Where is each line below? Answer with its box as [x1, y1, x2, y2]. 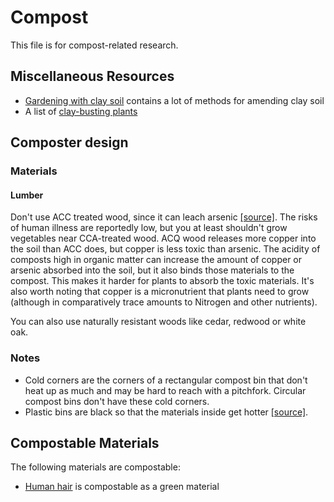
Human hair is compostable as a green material [24, 481, 220, 493]
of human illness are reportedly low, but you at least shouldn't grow [10, 222, 288, 234]
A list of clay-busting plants [24, 105, 138, 117]
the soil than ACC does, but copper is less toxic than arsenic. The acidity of [10, 243, 321, 255]
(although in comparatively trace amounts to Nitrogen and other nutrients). [10, 296, 318, 308]
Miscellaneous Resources [10, 68, 175, 85]
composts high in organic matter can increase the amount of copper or [10, 254, 303, 266]
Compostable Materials [10, 434, 160, 451]
